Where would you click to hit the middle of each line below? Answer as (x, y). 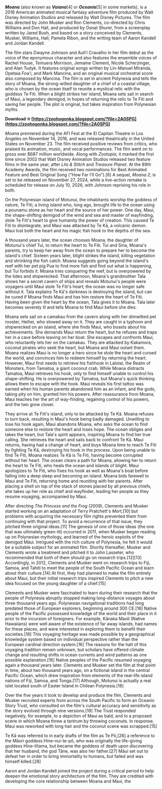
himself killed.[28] (23, 761)
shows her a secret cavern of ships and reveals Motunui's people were (76, 281)
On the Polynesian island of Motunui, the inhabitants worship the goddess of (81, 200)
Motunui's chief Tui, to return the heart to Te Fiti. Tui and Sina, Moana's (76, 245)
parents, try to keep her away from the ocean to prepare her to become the (80, 250)
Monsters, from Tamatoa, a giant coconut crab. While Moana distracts (75, 368)
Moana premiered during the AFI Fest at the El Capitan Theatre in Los (74, 133)
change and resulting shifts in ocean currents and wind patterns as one (76, 655)
